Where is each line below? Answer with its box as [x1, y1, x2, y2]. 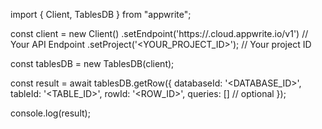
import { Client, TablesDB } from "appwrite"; [10, 9, 192, 20]
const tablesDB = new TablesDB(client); [10, 58, 175, 69]
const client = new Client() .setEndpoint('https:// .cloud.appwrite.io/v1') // [10, 28, 309, 39]
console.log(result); [10, 107, 91, 119]
